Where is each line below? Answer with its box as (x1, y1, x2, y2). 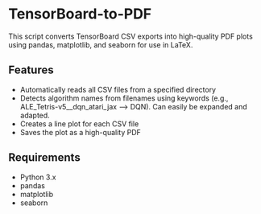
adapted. (19, 110, 50, 120)
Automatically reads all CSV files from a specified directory (19, 84, 216, 94)
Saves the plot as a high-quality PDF (19, 127, 141, 137)
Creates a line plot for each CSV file (19, 118, 139, 129)
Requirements (8, 150, 81, 165)
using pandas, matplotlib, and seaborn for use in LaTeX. (8, 39, 193, 49)
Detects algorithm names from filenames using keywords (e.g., (19, 93, 229, 103)
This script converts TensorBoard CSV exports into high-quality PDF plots (8, 31, 254, 41)
